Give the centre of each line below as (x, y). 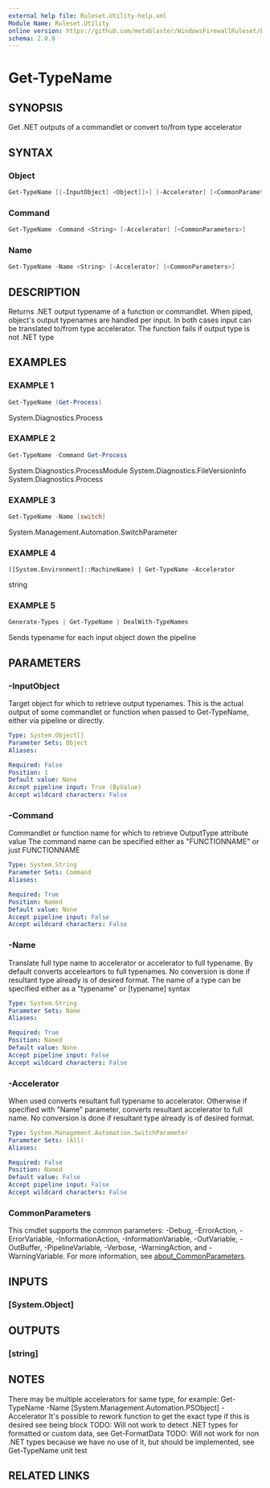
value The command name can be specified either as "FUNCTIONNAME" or (134, 842)
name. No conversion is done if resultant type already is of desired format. (131, 1118)
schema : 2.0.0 (32, 38)
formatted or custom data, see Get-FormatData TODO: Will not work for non (134, 1433)
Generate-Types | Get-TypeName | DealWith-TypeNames (98, 622)
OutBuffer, (25, 1248)
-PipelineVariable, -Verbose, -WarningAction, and (125, 1248)
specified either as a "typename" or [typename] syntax (99, 988)
